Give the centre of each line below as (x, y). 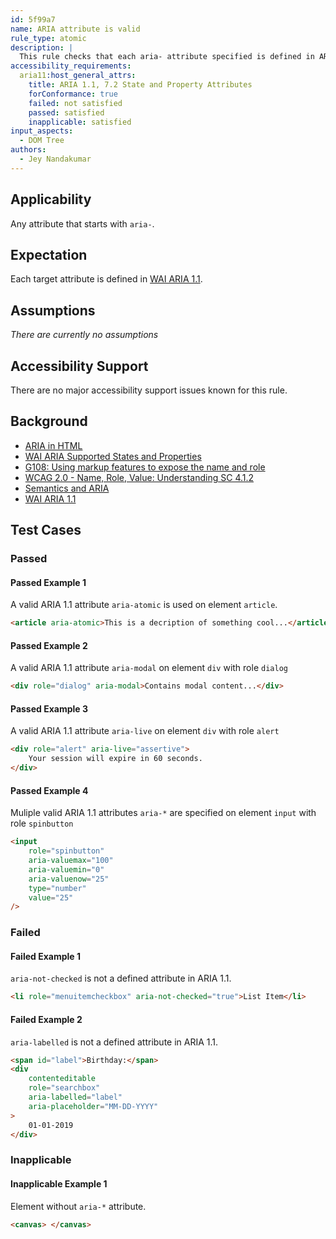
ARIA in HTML (53, 445)
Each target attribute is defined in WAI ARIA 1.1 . (106, 279)
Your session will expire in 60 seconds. (115, 759)
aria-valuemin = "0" (66, 869)
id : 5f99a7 (33, 19)
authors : (28, 150)
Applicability (51, 199)
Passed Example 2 (49, 645)
